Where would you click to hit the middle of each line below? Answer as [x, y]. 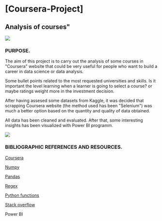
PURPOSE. [18, 50]
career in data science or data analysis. [44, 72]
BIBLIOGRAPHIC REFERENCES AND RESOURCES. [64, 147]
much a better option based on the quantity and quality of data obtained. [78, 111]
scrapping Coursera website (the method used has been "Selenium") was [79, 106]
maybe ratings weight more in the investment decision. [60, 91]
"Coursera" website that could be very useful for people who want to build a [81, 66]
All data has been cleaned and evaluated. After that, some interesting [74, 120]
